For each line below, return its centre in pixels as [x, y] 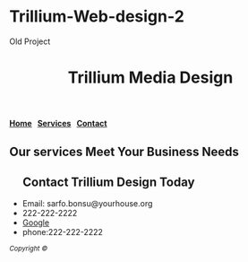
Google [36, 223]
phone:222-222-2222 [62, 232]
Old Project [30, 41]
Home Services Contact [58, 124]
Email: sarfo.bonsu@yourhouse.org [87, 204]
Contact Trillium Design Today [108, 182]
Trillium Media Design [150, 78]
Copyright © [29, 249]
